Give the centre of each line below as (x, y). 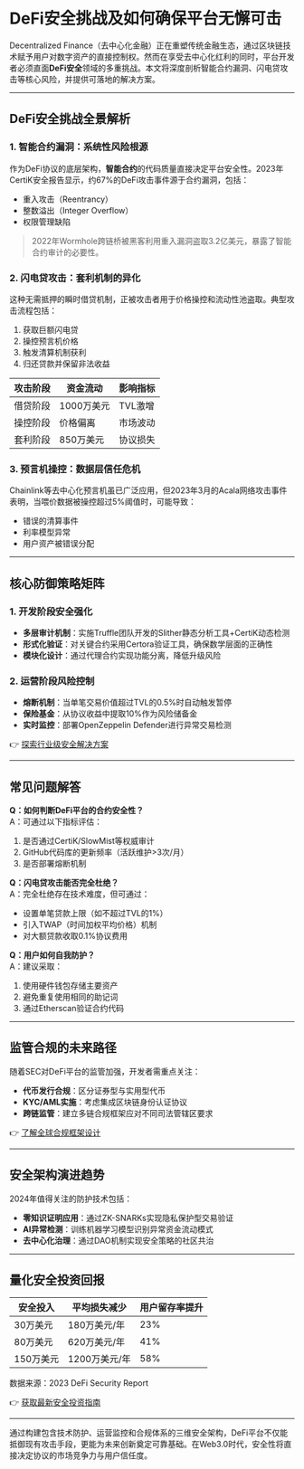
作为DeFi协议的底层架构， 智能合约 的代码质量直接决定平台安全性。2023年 (147, 168)
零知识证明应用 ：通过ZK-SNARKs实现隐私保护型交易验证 (128, 1218)
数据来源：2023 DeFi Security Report (79, 1383)
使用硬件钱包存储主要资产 (70, 986)
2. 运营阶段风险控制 (52, 681)
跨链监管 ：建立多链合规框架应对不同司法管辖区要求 (118, 1113)
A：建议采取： (36, 967)
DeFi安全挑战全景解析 (70, 119)
